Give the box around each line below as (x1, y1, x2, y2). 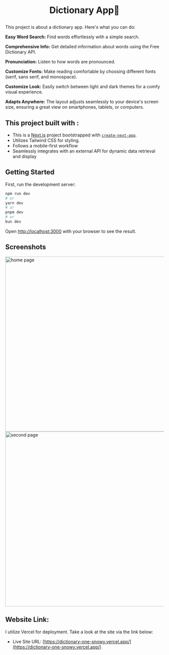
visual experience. (5, 89, 43, 95)
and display (12, 154, 37, 159)
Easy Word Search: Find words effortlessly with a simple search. (5, 34, 140, 40)
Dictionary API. (5, 49, 36, 55)
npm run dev (5, 191, 30, 196)
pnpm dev (5, 210, 24, 215)
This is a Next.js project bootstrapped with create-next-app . (12, 132, 137, 138)
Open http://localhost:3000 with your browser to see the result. (5, 228, 137, 234)
